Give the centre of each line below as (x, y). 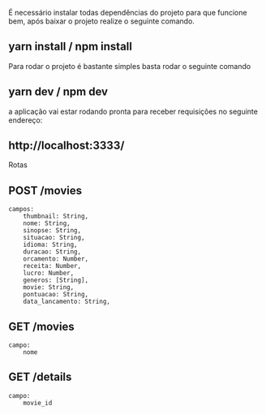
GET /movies (41, 326)
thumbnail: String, (56, 216)
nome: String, (47, 223)
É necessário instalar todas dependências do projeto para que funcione (128, 13)
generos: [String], (56, 280)
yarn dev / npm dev (58, 92)
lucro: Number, (49, 273)
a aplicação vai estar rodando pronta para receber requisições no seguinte (133, 111)
